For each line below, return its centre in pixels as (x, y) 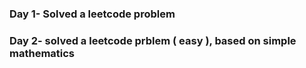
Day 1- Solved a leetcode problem (92, 14)
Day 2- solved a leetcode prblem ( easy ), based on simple (153, 40)
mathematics (42, 53)
